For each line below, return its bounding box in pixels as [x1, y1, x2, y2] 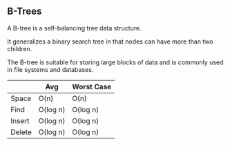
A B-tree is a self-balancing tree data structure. [7, 24, 142, 32]
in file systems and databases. [7, 65, 94, 73]
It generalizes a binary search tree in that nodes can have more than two [7, 37, 213, 46]
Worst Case [72, 82, 112, 91]
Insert [10, 116, 30, 125]
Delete [10, 127, 32, 137]
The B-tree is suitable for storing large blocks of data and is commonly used [7, 58, 224, 66]
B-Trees [7, 6, 42, 17]
